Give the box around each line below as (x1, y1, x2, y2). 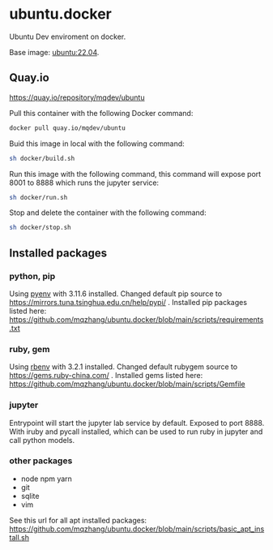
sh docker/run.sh (9, 193, 68, 201)
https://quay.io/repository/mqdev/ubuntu (9, 92, 145, 102)
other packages (9, 455, 73, 466)
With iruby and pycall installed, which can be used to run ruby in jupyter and (9, 427, 263, 436)
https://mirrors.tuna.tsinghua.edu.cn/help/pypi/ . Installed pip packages (9, 297, 248, 307)
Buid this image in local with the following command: (9, 139, 185, 148)
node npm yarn (20, 474, 72, 483)
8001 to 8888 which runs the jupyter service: (9, 178, 160, 187)
